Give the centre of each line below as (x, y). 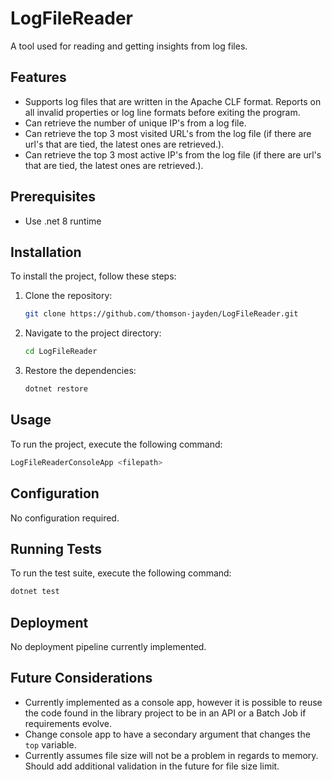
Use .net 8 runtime (63, 221)
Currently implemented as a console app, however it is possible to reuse (173, 702)
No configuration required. (65, 518)
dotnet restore (56, 389)
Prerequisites (53, 197)
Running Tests (56, 548)
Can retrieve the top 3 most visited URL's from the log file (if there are (168, 133)
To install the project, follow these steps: (93, 276)
